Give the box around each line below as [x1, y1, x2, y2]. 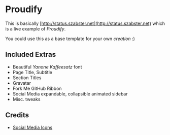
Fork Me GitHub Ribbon [12, 85, 62, 91]
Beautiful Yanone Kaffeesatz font [12, 63, 82, 70]
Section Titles [12, 75, 42, 81]
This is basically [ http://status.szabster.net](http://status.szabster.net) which [5, 20, 165, 26]
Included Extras [5, 50, 56, 59]
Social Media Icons [12, 124, 53, 130]
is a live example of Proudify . [5, 25, 66, 31]
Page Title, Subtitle [12, 69, 52, 75]
